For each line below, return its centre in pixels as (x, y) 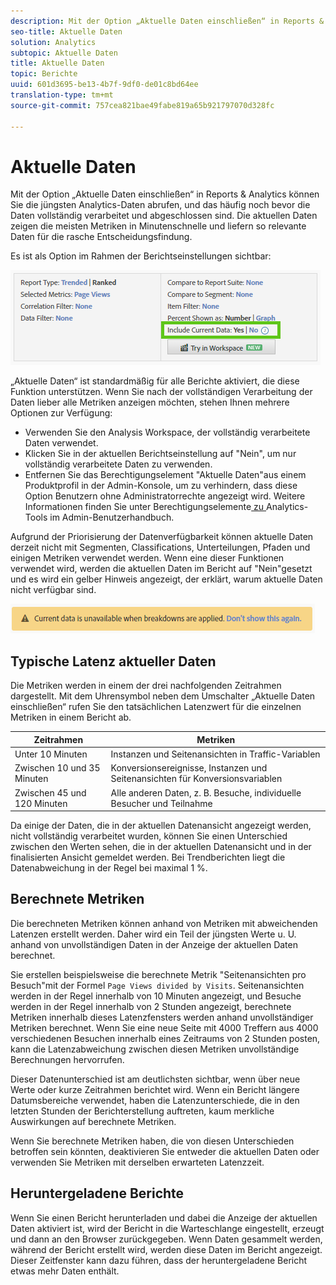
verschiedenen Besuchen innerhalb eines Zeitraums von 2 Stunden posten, (165, 1038)
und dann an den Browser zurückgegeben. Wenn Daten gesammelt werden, (166, 1239)
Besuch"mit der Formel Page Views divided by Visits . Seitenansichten (157, 985)
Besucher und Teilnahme (161, 803)
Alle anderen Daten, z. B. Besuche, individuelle (206, 792)
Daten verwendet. (61, 443)
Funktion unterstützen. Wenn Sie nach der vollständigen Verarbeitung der (161, 392)
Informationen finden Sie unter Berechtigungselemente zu (144, 507)
